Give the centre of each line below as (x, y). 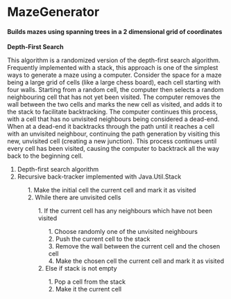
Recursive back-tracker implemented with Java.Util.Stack (99, 176)
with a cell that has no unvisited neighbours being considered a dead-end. (113, 119)
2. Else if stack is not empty (77, 269)
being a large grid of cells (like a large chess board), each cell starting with (114, 82)
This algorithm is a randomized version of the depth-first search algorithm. (114, 60)
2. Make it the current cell (85, 289)
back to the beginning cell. (45, 156)
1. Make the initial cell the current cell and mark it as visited (112, 190)
